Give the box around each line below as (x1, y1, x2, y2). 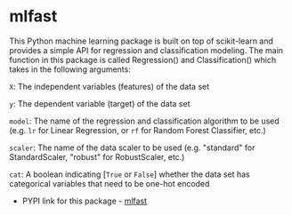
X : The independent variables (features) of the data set (9, 81, 210, 92)
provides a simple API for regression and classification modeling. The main (9, 44, 283, 55)
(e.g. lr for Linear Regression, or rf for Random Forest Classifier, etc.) (9, 124, 267, 135)
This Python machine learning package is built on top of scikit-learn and (9, 36, 274, 46)
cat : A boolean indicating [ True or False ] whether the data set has (9, 169, 251, 179)
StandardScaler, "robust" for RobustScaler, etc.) (9, 151, 185, 162)
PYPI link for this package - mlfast (21, 195, 148, 206)
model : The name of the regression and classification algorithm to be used (9, 115, 280, 126)
